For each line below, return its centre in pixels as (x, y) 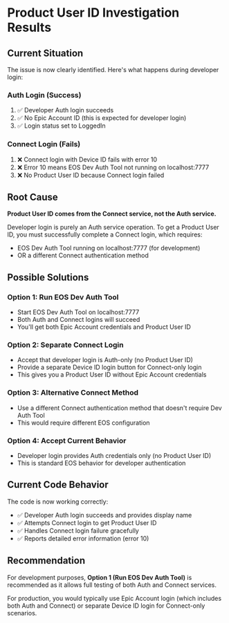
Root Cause (33, 197)
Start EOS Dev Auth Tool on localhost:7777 (78, 312)
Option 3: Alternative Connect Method (73, 393)
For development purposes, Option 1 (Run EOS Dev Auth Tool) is (100, 577)
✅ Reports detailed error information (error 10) (83, 538)
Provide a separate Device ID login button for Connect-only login (109, 367)
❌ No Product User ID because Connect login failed (91, 175)
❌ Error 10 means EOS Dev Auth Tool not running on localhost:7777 (113, 167)
